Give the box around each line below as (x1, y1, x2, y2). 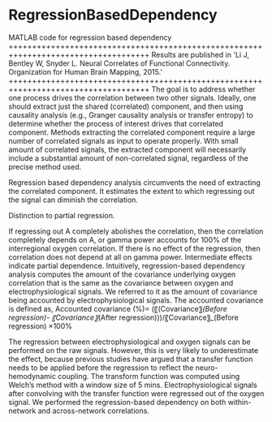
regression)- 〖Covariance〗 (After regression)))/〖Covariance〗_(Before (8, 312, 240, 322)
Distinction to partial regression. (8, 210, 115, 220)
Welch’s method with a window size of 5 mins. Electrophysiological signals (8, 380, 257, 390)
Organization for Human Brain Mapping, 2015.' (8, 67, 163, 76)
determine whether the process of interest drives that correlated (8, 118, 223, 128)
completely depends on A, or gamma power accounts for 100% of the (8, 235, 242, 244)
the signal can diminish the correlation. (8, 195, 138, 205)
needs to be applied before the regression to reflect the (8, 363, 194, 372)
